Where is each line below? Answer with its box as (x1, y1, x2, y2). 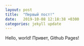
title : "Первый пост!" (5, 12, 55, 17)
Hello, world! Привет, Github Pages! (5, 35, 79, 41)
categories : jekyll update (5, 21, 61, 26)
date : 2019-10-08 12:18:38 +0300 (5, 16, 79, 21)
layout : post (5, 7, 32, 12)
